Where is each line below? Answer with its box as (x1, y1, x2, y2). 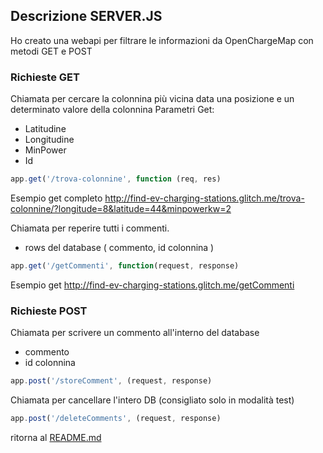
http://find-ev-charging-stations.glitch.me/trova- (104, 192, 305, 204)
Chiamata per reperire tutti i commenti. (10, 222, 170, 234)
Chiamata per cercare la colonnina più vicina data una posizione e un (10, 93, 295, 105)
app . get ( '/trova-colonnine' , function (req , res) (10, 174, 222, 184)
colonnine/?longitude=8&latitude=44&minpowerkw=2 (10, 202, 232, 214)
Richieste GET (10, 70, 80, 84)
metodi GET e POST (10, 45, 93, 57)
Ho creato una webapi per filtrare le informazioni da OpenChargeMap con (10, 34, 314, 46)
